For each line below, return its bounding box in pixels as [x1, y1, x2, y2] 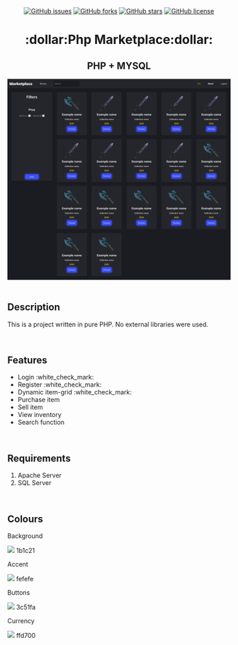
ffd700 [16, 632, 36, 640]
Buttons [7, 588, 30, 597]
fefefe [16, 575, 34, 583]
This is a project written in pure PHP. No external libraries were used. [7, 320, 209, 329]
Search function [17, 418, 65, 427]
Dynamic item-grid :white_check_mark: [17, 388, 132, 396]
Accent [7, 560, 28, 569]
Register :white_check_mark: [17, 380, 102, 389]
